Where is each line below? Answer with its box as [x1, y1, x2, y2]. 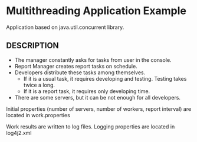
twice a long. [23, 81, 55, 88]
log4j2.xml [6, 129, 32, 136]
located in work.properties [6, 111, 71, 118]
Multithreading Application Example [6, 4, 187, 18]
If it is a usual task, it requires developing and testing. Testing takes [23, 75, 187, 82]
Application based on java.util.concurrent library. [6, 24, 124, 31]
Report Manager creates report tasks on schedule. [14, 62, 137, 70]
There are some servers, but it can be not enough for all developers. [14, 94, 181, 101]
